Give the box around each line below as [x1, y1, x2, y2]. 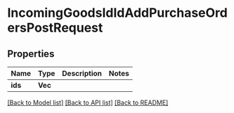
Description [62, 69, 102, 78]
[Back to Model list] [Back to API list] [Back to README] [7, 98, 169, 107]
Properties [7, 48, 55, 60]
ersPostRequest [7, 20, 103, 36]
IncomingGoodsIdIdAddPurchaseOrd [7, 5, 228, 21]
